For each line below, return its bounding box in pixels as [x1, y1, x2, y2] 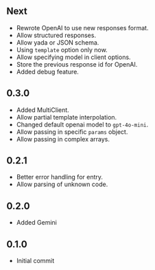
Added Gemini [16, 218, 58, 227]
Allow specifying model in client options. [16, 53, 131, 61]
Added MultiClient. [16, 106, 69, 114]
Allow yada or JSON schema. [16, 38, 99, 47]
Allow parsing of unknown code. [16, 180, 108, 188]
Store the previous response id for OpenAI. [16, 60, 138, 68]
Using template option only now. [16, 45, 108, 54]
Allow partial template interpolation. [16, 113, 117, 121]
